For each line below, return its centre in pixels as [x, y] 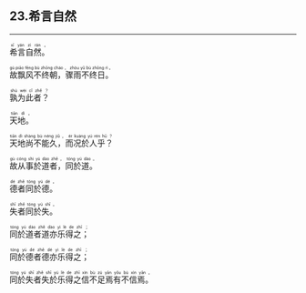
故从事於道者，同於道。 [53, 166]
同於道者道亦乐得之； [49, 234]
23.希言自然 [43, 16]
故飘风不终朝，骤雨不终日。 [61, 75]
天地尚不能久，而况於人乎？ [61, 143]
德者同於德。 [33, 188]
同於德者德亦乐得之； [49, 257]
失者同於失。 [33, 211]
